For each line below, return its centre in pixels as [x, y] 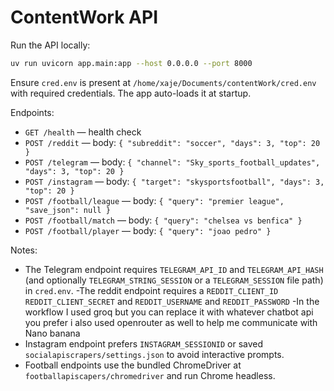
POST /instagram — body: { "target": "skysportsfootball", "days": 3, [174, 181]
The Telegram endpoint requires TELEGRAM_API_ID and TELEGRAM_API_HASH [174, 269]
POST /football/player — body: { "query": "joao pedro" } [148, 230]
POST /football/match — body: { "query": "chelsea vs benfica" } [163, 220]
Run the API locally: [50, 45]
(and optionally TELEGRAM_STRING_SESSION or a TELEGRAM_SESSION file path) [174, 280]
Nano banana [52, 333]
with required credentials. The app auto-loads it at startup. [131, 93]
